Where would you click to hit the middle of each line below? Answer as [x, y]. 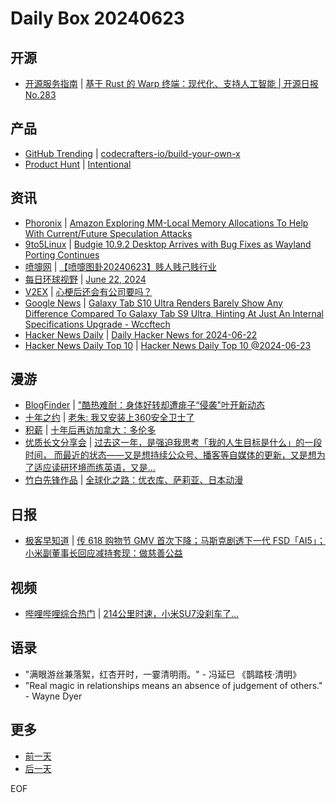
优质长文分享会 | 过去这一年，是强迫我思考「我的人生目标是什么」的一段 [173, 443]
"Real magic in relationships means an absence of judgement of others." [173, 685]
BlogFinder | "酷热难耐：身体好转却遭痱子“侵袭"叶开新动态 [145, 405]
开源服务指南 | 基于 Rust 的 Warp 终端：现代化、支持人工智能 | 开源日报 [171, 83]
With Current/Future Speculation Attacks [108, 233]
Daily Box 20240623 [97, 18]
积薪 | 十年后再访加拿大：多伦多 [90, 430]
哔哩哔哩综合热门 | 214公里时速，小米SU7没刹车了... [132, 614]
